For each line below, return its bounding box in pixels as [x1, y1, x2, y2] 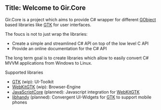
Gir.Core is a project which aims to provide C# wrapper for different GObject [5, 16, 156, 22]
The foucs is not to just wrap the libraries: [5, 31, 88, 37]
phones [12, 99, 27, 105]
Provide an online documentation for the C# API [12, 45, 107, 51]
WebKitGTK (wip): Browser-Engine [12, 84, 81, 90]
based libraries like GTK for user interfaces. [5, 22, 92, 27]
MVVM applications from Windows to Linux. [5, 60, 93, 66]
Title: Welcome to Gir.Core [5, 4, 86, 12]
